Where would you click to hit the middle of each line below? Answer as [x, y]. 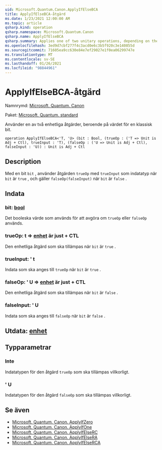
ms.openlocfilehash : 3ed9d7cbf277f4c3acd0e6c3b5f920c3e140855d [70, 46]
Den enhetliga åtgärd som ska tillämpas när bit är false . [61, 293]
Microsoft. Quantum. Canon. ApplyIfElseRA [55, 437]
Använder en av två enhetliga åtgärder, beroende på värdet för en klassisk [79, 124]
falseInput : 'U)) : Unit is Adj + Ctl [45, 147]
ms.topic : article [23, 23]
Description [23, 162]
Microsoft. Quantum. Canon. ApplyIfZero [52, 422]
